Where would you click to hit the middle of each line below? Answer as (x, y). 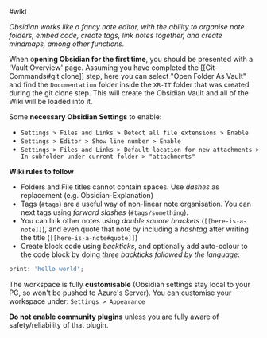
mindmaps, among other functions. (67, 44)
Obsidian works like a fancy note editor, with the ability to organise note (127, 27)
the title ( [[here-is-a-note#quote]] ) (79, 237)
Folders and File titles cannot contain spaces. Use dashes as (120, 187)
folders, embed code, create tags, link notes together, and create (116, 35)
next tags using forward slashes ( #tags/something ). (104, 212)
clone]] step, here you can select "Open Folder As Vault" (154, 76)
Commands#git (34, 76)
